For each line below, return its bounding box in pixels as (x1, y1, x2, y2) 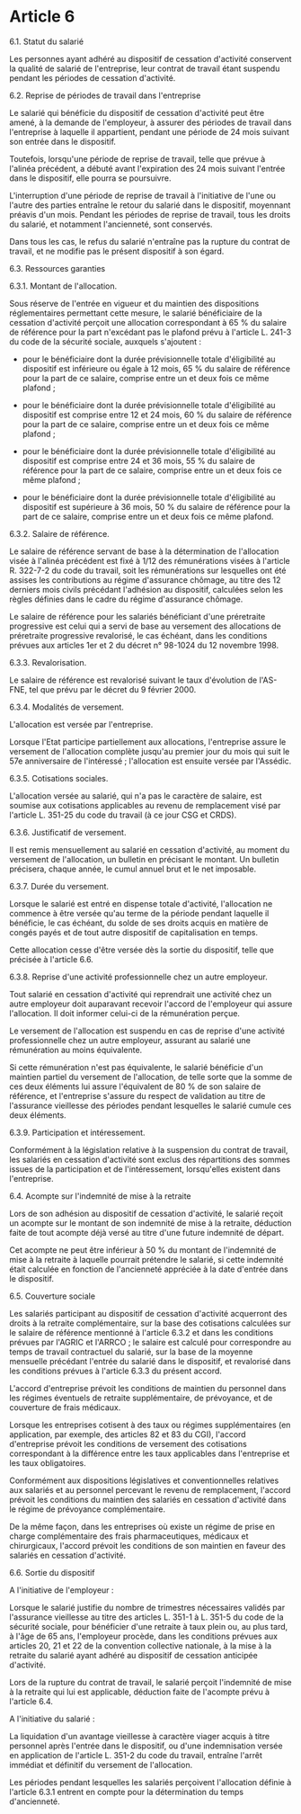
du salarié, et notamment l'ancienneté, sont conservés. (9, 219, 213, 229)
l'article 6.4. (9, 1695, 54, 1706)
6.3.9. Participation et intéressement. (9, 1127, 146, 1138)
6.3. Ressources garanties (9, 263, 106, 273)
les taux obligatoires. (9, 1457, 87, 1468)
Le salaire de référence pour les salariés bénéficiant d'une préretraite (9, 611, 266, 621)
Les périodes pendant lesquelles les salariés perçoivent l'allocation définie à (9, 1776, 292, 1787)
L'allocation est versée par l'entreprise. (9, 719, 154, 729)
